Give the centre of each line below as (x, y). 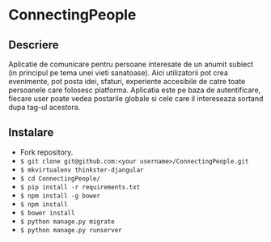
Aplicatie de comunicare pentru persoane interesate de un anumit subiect (131, 64)
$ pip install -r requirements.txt (80, 187)
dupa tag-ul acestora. (44, 107)
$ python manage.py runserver (71, 230)
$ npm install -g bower (60, 196)
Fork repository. (47, 152)
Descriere (34, 45)
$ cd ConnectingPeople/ (60, 178)
